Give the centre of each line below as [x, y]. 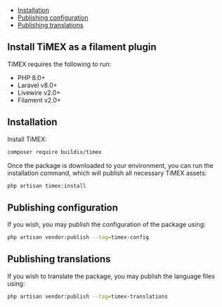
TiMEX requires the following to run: [59, 64]
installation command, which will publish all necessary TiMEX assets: [107, 173]
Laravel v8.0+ [37, 85]
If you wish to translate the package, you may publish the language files [111, 276]
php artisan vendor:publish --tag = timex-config [78, 237]
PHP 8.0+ [31, 77]
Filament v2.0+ [39, 100]
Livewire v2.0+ [39, 92]
